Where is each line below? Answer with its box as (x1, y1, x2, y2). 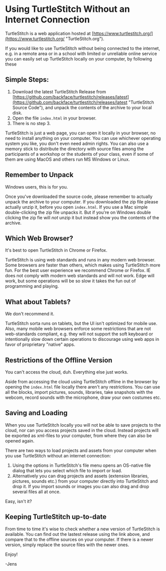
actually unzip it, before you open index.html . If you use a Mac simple (5, 204, 148, 210)
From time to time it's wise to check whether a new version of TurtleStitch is (5, 526, 160, 532)
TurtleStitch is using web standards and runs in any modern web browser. (5, 257, 156, 263)
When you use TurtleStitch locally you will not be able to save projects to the (5, 422, 161, 428)
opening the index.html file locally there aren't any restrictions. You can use (5, 384, 160, 390)
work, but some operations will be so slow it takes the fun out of (5, 278, 136, 284)
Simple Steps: (5, 75, 49, 84)
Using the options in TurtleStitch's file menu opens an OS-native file (12, 462, 151, 468)
